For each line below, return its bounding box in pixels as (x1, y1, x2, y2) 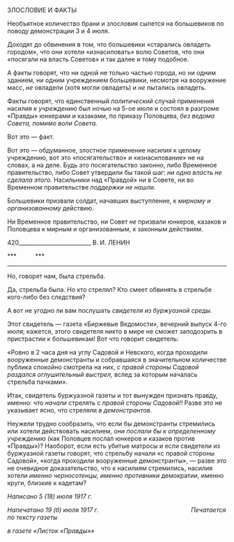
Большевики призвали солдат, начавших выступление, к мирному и (7, 196, 211, 205)
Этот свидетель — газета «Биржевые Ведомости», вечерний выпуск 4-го (7, 320, 227, 328)
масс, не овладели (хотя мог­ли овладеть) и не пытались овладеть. (7, 84, 207, 91)
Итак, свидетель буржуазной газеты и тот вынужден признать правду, (7, 392, 218, 399)
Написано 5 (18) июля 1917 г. (7, 493, 93, 500)
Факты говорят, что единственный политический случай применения (7, 97, 214, 105)
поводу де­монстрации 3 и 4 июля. (7, 27, 110, 35)
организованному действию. (7, 204, 94, 212)
